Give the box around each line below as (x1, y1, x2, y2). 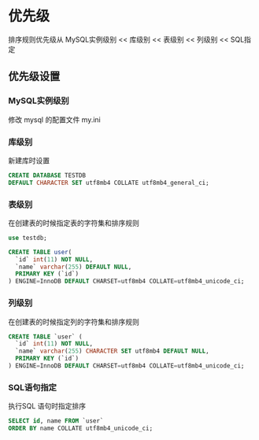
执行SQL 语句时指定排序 (8, 401, 87, 411)
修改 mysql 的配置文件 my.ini (8, 115, 101, 124)
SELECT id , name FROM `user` (8, 417, 104, 425)
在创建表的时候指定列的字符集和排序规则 (8, 316, 139, 327)
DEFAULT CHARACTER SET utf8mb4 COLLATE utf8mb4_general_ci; (8, 179, 210, 187)
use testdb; (8, 234, 47, 242)
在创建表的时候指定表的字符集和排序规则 (8, 218, 139, 227)
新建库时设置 (8, 155, 50, 165)
